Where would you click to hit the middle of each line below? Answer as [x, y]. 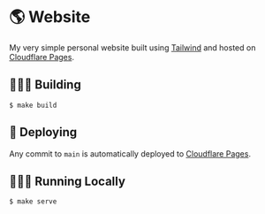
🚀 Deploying [43, 132]
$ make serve [33, 202]
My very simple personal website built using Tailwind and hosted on [132, 47]
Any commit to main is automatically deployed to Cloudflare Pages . [130, 153]
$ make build [33, 105]
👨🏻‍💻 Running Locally [68, 181]
